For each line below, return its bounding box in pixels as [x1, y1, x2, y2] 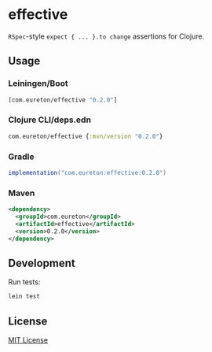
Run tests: [8, 277, 41, 287]
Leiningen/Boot [8, 78, 68, 89]
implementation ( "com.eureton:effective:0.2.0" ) [8, 169, 167, 176]
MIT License [8, 335, 49, 345]
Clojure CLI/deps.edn [8, 114, 92, 125]
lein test [8, 293, 41, 301]
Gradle [8, 151, 35, 162]
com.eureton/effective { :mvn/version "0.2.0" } [8, 132, 163, 140]
